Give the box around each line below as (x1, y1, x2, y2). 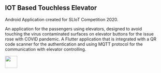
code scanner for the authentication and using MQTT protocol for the (5, 41, 143, 47)
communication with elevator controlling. (5, 46, 86, 52)
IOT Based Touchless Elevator (5, 4, 97, 12)
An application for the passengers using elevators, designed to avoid (5, 26, 142, 32)
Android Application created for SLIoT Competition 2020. (5, 16, 118, 22)
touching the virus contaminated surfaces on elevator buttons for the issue (5, 31, 154, 36)
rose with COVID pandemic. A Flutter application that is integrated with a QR (5, 36, 157, 42)
